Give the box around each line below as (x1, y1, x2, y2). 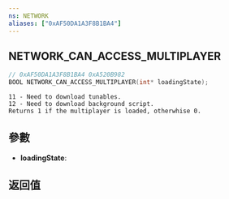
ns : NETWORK (8, 11, 49, 20)
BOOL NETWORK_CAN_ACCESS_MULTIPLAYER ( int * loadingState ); (8, 78, 209, 87)
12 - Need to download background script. (8, 100, 154, 108)
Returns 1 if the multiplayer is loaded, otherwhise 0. (8, 107, 201, 116)
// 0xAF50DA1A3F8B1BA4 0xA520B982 (8, 70, 126, 79)
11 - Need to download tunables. (8, 93, 122, 101)
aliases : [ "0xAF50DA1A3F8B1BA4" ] (8, 19, 122, 28)
